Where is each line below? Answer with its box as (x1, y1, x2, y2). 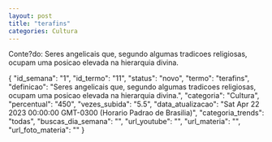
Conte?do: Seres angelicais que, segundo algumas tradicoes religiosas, (8, 49, 248, 59)
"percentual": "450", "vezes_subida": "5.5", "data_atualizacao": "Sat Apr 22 (8, 99, 260, 110)
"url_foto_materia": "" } (8, 125, 85, 135)
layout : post (8, 11, 53, 20)
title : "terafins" (8, 19, 71, 28)
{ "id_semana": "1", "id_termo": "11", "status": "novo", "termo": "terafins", (8, 74, 250, 84)
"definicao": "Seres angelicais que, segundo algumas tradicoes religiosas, (8, 82, 257, 92)
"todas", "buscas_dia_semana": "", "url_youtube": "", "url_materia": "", (8, 117, 241, 127)
